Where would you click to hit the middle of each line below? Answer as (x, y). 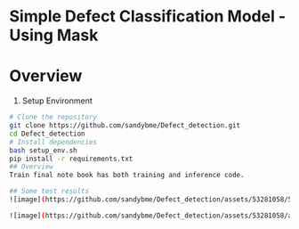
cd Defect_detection (48, 134)
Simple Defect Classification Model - (148, 16)
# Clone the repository (53, 118)
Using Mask (54, 35)
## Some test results (49, 192)
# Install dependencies (53, 142)
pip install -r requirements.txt (71, 159)
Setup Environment (57, 101)
